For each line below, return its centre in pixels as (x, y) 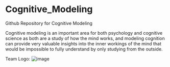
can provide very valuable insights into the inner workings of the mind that (83, 43)
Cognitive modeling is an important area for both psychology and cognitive (84, 33)
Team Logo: (18, 58)
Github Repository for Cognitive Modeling (49, 23)
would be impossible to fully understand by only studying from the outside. (84, 49)
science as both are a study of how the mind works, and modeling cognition (85, 38)
